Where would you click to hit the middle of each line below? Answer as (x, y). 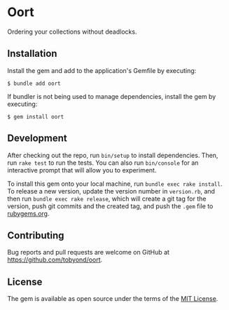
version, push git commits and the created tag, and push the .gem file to (110, 206)
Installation (32, 54)
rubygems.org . (28, 213)
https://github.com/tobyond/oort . (55, 260)
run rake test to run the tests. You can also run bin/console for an (103, 163)
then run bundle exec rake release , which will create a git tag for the (107, 198)
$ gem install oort (36, 116)
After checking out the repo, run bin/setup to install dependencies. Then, (113, 155)
